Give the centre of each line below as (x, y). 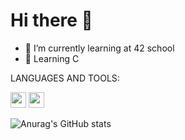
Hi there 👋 (51, 20)
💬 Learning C (52, 58)
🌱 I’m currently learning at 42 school (99, 48)
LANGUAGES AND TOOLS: (65, 78)
